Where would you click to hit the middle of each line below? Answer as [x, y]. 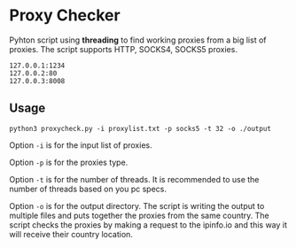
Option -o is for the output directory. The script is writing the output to [137, 205]
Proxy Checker [65, 15]
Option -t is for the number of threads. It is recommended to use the [134, 179]
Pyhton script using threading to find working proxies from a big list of [138, 40]
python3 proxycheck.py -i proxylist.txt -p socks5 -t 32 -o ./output [140, 128]
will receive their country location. [71, 234]
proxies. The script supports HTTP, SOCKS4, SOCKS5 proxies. [123, 49]
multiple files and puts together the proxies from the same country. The [139, 215]
